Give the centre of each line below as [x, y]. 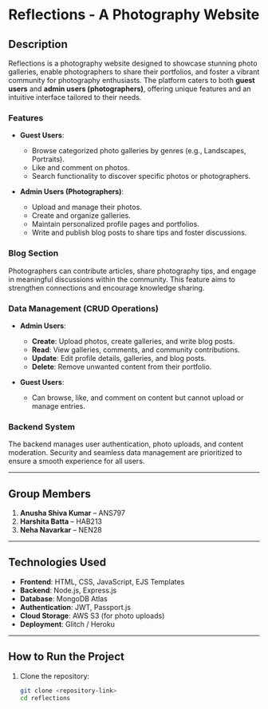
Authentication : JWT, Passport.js [75, 607]
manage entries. [58, 406]
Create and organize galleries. [81, 216]
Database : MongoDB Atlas [63, 598]
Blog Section [33, 253]
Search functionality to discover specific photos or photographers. [141, 176]
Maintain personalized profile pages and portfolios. [115, 224]
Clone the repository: [55, 675]
